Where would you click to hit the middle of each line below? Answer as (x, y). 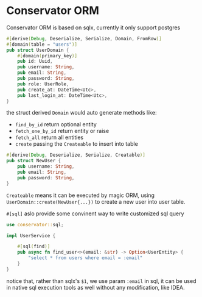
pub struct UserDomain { (38, 50)
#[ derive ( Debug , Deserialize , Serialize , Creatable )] (76, 155)
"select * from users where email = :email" (85, 258)
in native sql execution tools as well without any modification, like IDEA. (96, 287)
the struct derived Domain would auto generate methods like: (82, 113)
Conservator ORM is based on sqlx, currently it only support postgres (93, 27)
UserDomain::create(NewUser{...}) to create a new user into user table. (96, 201)
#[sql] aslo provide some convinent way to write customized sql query (95, 213)
